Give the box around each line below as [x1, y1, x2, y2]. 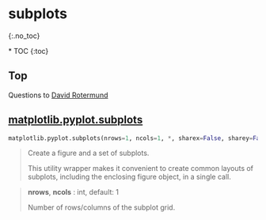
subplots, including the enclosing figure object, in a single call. [27, 172, 232, 182]
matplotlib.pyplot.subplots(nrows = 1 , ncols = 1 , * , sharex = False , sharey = [8, 134, 253, 142]
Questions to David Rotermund [8, 90, 108, 100]
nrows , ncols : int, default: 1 [27, 188, 119, 197]
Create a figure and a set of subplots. [27, 148, 150, 158]
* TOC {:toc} [8, 46, 49, 55]
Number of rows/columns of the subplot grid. [27, 203, 176, 212]
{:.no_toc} [8, 31, 40, 40]
